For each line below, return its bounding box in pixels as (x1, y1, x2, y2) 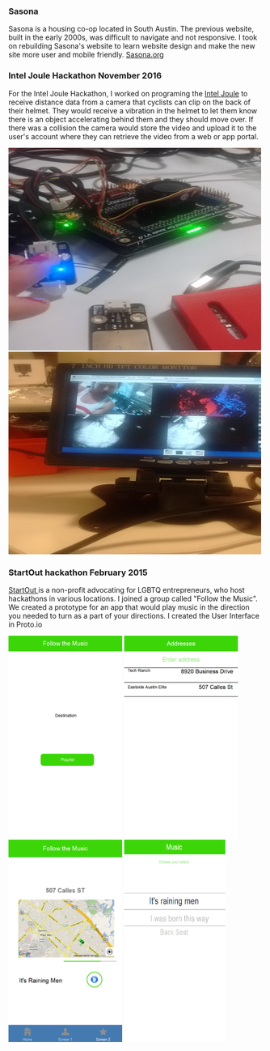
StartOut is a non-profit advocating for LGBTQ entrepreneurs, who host (8, 585, 245, 594)
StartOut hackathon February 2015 (8, 567, 148, 578)
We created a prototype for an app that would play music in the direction (8, 602, 250, 612)
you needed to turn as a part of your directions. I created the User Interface (8, 611, 260, 620)
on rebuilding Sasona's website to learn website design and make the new (8, 41, 256, 51)
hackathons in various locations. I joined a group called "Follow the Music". (8, 594, 259, 603)
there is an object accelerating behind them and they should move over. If (8, 114, 254, 124)
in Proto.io (8, 619, 43, 629)
